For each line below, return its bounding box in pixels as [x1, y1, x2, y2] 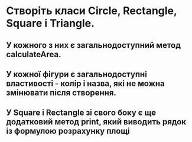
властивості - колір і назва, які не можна [6, 78, 165, 88]
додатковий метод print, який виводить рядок [6, 117, 187, 127]
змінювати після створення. [6, 87, 117, 98]
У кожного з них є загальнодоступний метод [6, 40, 181, 50]
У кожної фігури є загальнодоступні [6, 69, 148, 79]
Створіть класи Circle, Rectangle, [6, 4, 177, 18]
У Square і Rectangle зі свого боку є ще [6, 108, 157, 118]
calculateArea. [6, 49, 61, 60]
